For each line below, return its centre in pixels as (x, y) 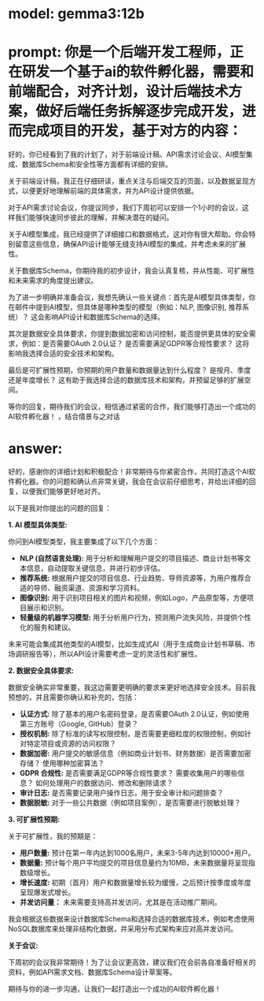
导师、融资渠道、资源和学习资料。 (88, 588)
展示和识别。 (47, 608)
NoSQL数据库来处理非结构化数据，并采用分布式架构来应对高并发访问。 (123, 929)
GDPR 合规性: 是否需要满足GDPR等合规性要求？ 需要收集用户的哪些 (128, 773)
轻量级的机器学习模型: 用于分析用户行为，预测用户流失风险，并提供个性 (135, 618)
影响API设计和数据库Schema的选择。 (104, 317)
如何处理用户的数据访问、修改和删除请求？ (104, 783)
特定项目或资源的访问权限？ (71, 744)
